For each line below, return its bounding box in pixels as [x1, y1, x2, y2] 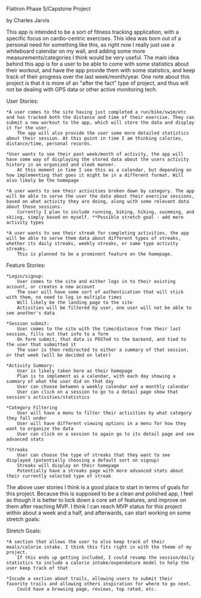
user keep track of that [6, 565, 68, 571]
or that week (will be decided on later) [6, 352, 112, 358]
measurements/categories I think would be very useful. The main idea [6, 54, 179, 61]
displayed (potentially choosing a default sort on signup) [6, 457, 160, 463]
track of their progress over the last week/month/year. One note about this [6, 73, 190, 80]
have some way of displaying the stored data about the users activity [6, 156, 189, 162]
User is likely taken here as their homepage [17, 368, 133, 374]
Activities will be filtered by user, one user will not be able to [17, 305, 192, 311]
